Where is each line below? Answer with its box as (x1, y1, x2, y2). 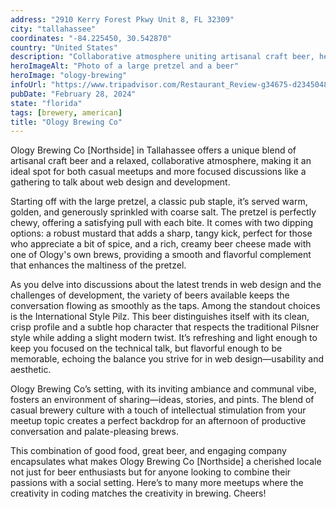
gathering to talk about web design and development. (10, 176, 231, 188)
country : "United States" (10, 42, 118, 53)
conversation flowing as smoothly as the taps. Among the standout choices (10, 300, 321, 312)
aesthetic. (10, 364, 52, 376)
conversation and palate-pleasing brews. (10, 426, 179, 438)
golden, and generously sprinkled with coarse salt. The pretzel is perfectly (10, 206, 317, 218)
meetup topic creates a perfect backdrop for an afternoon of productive (10, 415, 307, 427)
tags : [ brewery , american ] (10, 107, 123, 118)
